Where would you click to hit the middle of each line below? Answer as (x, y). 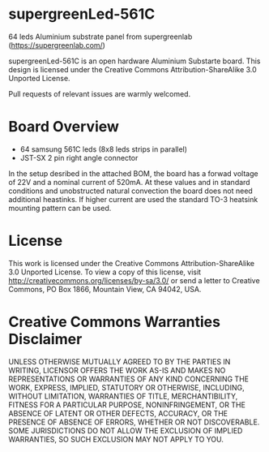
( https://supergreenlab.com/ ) (57, 45)
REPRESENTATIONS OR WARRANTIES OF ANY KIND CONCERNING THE (129, 379)
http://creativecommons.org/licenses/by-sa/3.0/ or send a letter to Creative (134, 280)
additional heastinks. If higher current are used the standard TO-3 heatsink (133, 199)
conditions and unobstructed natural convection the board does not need (130, 191)
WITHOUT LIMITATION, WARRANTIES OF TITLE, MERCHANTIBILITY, (123, 396)
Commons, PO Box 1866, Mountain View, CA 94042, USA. (105, 289)
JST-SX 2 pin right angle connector (79, 157)
